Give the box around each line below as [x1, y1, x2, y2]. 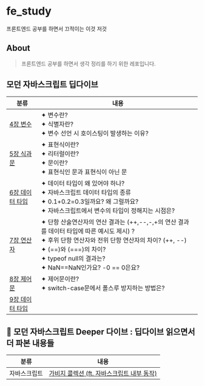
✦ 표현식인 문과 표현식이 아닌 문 [41, 168, 127, 176]
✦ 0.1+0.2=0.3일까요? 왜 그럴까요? [41, 197, 138, 206]
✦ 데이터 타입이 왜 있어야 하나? [41, 179, 125, 188]
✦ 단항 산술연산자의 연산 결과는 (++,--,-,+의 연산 [41, 217, 177, 226]
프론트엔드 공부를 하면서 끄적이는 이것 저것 [6, 25, 107, 32]
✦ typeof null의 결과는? [41, 254, 106, 262]
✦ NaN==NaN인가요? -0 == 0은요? [41, 263, 140, 271]
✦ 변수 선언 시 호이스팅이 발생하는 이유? [41, 129, 149, 137]
